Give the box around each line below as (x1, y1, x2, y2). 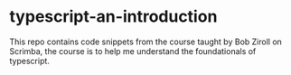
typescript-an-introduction (9, 6, 218, 27)
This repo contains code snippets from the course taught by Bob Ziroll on (9, 36, 283, 47)
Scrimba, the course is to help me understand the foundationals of (9, 45, 257, 56)
